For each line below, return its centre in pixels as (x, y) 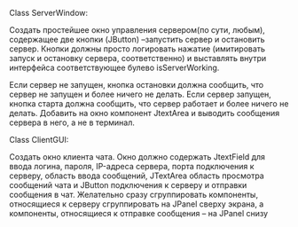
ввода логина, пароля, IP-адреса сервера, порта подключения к (132, 166)
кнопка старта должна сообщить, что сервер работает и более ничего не (149, 104)
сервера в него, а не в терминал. (72, 122)
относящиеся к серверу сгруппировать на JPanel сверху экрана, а (137, 204)
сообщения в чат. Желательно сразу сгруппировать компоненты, (134, 195)
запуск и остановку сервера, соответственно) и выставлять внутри (138, 58)
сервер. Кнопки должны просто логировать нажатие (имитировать (137, 49)
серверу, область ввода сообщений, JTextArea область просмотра (137, 176)
